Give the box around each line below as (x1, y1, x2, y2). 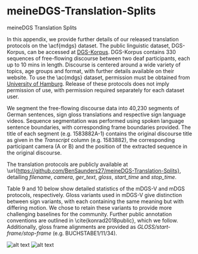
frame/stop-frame (7, 229, 51, 237)
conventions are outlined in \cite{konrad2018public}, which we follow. (7, 217, 178, 224)
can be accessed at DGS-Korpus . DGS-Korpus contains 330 (27, 48, 176, 55)
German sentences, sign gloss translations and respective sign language (7, 111, 186, 118)
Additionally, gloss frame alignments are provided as (7, 223, 136, 230)
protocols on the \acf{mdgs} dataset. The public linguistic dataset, (7, 42, 170, 49)
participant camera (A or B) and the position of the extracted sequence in (7, 143, 188, 150)
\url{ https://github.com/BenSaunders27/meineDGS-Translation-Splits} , (7, 167, 181, 174)
